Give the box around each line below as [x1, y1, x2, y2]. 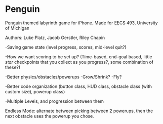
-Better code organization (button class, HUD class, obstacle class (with [5, 83, 152, 89]
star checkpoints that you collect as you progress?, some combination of [5, 59, 154, 65]
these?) [5, 64, 21, 70]
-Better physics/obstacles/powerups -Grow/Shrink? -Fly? [5, 74, 122, 80]
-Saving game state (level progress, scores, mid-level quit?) [5, 44, 127, 50]
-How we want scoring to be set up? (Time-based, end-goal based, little [5, 53, 152, 60]
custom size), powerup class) [5, 88, 65, 94]
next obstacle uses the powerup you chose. [5, 113, 94, 119]
